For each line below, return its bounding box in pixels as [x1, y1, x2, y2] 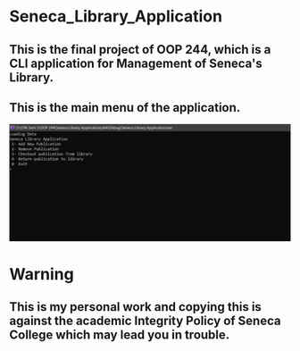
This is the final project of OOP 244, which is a [9, 42, 271, 57]
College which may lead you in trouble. [9, 328, 230, 343]
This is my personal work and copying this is [9, 299, 262, 314]
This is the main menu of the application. [9, 100, 241, 115]
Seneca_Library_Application [9, 6, 223, 27]
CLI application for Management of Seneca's [9, 55, 262, 71]
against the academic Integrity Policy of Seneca [9, 313, 281, 329]
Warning [9, 263, 74, 284]
